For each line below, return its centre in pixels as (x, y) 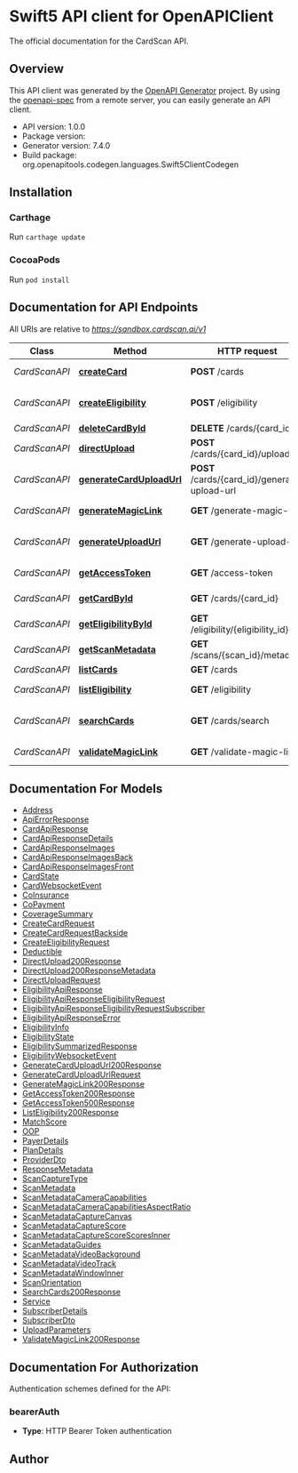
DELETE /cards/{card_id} (242, 428)
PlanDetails (43, 1150)
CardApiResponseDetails (67, 839)
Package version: (54, 136)
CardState (40, 876)
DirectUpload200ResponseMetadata (89, 970)
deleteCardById (112, 428)
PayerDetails (45, 1141)
